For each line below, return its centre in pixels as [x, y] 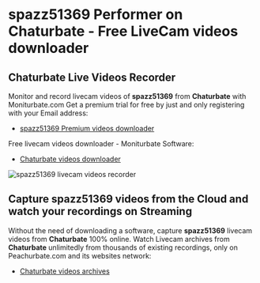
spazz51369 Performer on [96, 15]
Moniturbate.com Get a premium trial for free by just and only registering [126, 105]
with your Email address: [48, 113]
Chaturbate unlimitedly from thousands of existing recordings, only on [123, 247]
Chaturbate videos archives [65, 271]
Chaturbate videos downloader [70, 159]
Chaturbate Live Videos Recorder [92, 77]
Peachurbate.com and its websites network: [80, 255]
